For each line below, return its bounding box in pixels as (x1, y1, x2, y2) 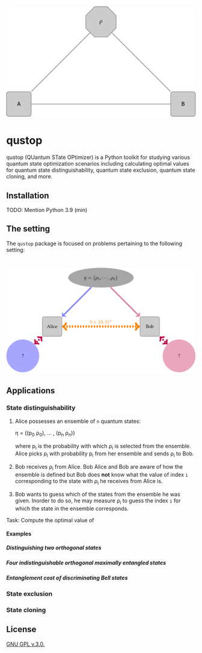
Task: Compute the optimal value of (6, 516, 94, 523)
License (6, 624, 37, 635)
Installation (6, 190, 49, 201)
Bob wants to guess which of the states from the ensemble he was (14, 490, 180, 498)
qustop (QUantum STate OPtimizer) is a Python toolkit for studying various (6, 154, 191, 161)
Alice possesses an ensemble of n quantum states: (14, 417, 141, 425)
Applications (6, 386, 55, 396)
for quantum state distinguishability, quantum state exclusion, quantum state (6, 166, 195, 174)
